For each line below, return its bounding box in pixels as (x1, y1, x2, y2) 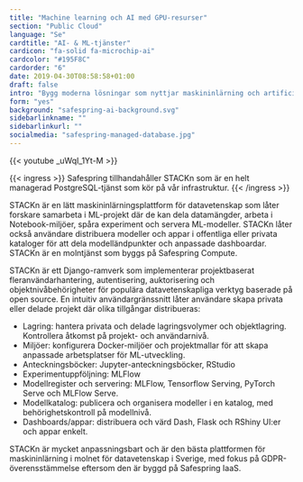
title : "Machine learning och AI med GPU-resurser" (9, 13, 207, 23)
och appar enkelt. (22, 425, 88, 437)
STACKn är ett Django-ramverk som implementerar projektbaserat (9, 265, 255, 276)
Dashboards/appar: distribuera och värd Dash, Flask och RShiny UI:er (22, 416, 281, 427)
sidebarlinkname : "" (9, 114, 87, 123)
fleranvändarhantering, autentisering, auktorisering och (9, 274, 215, 285)
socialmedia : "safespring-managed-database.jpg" (9, 131, 196, 140)
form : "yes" (9, 96, 54, 106)
